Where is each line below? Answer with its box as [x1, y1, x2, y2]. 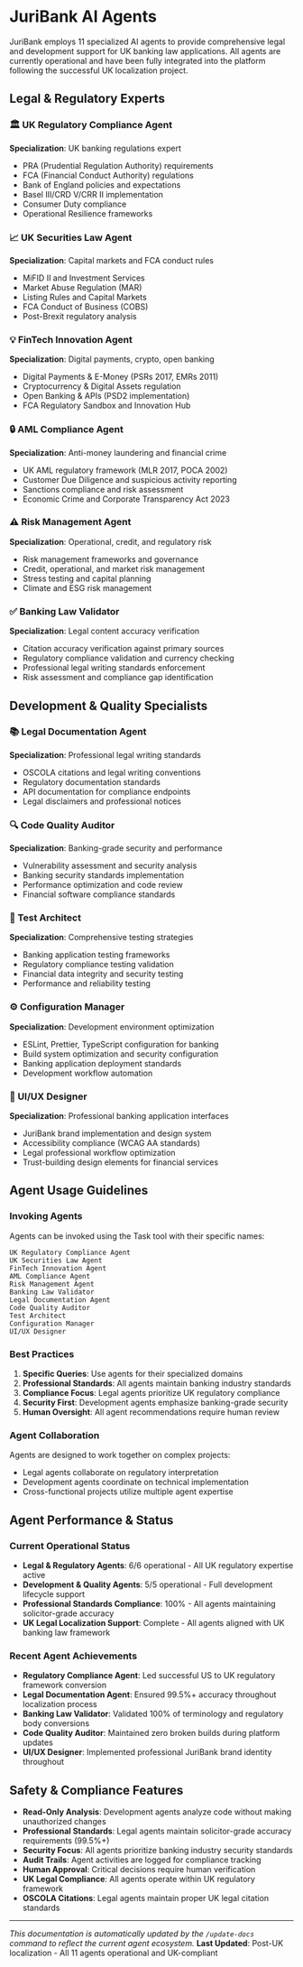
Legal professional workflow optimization [22, 1147, 176, 1158]
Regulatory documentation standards [22, 776, 161, 787]
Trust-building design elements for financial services [22, 1157, 219, 1168]
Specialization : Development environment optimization [9, 1021, 215, 1032]
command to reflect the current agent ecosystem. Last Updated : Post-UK [9, 1938, 284, 1949]
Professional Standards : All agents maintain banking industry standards [22, 1378, 291, 1389]
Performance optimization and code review [22, 880, 183, 891]
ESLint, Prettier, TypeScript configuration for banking [22, 1039, 219, 1049]
